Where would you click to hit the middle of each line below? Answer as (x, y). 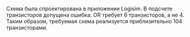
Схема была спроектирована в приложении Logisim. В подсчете (90, 9)
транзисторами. (27, 27)
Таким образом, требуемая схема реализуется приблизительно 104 (94, 21)
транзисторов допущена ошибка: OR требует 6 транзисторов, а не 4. (95, 15)
